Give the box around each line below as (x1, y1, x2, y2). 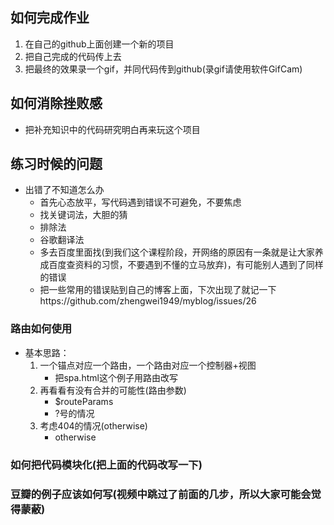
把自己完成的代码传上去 (24, 50, 122, 62)
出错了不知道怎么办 (24, 184, 105, 196)
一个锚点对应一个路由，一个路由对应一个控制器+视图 (39, 359, 257, 371)
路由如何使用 (10, 322, 73, 336)
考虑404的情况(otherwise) (39, 419, 148, 432)
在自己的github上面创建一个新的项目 (24, 38, 175, 50)
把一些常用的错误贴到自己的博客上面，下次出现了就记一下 (39, 284, 277, 296)
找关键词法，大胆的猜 (39, 209, 128, 221)
